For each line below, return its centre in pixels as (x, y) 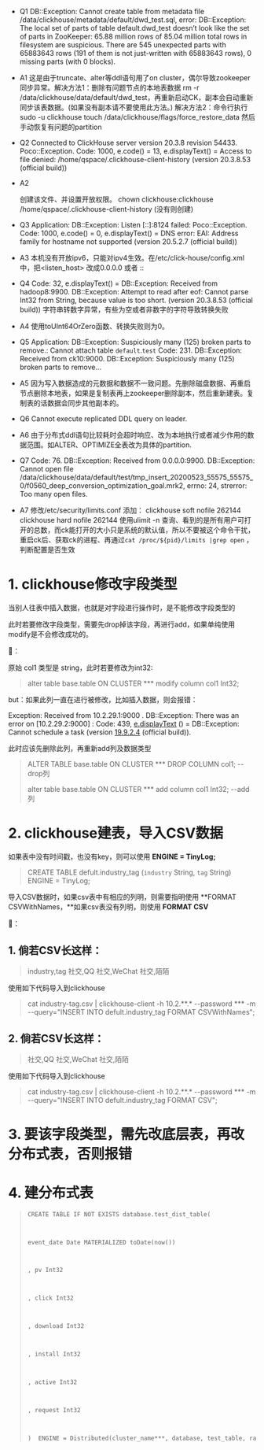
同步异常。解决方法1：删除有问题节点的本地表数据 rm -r (109, 87)
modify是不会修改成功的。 (50, 634)
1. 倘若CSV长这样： (55, 951)
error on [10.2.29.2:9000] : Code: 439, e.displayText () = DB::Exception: (124, 723)
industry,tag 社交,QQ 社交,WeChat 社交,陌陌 (98, 971)
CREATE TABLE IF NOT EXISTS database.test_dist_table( (119, 1214)
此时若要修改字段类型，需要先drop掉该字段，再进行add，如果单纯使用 (122, 624)
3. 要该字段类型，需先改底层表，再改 (126, 1134)
